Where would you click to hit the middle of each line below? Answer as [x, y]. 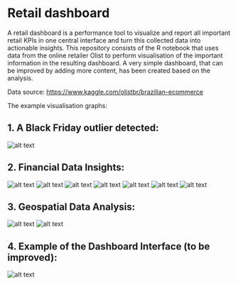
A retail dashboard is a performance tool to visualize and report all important [119, 33]
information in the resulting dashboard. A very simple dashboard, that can [115, 63]
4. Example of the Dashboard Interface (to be [109, 246]
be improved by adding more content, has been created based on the [109, 70]
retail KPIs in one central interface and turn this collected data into [104, 40]
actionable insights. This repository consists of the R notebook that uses [113, 48]
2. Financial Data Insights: [66, 167]
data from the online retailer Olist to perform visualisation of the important [115, 55]
